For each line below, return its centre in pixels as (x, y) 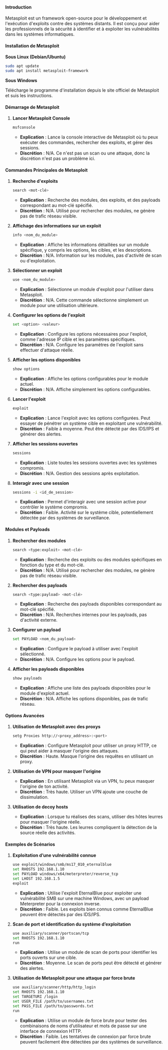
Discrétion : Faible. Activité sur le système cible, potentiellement (87, 512)
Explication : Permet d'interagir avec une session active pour (83, 502)
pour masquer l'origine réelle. (50, 822)
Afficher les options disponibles (47, 359)
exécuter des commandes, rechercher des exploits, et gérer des (86, 142)
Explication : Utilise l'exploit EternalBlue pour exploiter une (81, 893)
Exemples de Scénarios (30, 844)
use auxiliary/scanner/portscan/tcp (51, 933)
